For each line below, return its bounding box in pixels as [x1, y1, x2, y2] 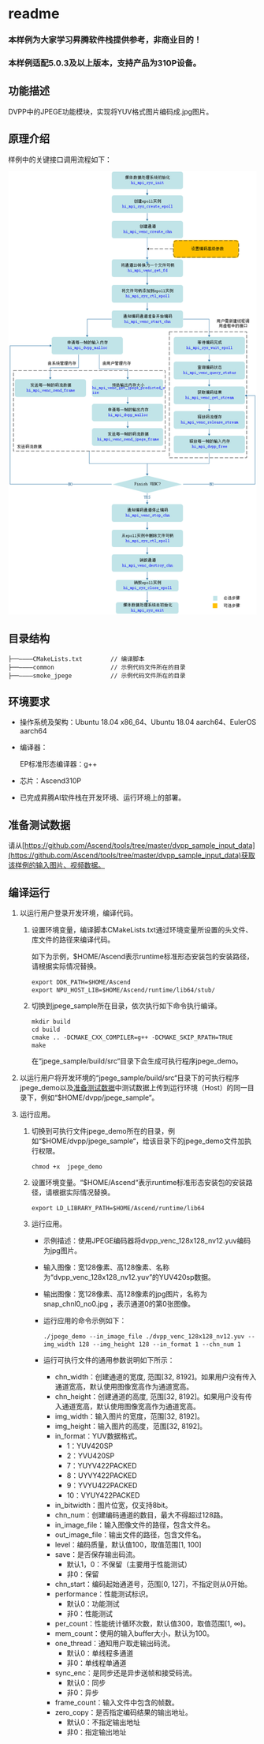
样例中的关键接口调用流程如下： [8, 155, 112, 164]
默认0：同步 [66, 1678, 106, 1688]
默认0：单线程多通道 [66, 1648, 134, 1658]
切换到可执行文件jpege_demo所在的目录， [31, 1127, 169, 1136]
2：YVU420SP [66, 1451, 115, 1461]
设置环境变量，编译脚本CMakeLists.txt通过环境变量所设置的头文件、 [31, 925, 253, 935]
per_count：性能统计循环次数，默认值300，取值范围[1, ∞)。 [54, 1619, 251, 1629]
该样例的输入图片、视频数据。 [8, 861, 105, 870]
